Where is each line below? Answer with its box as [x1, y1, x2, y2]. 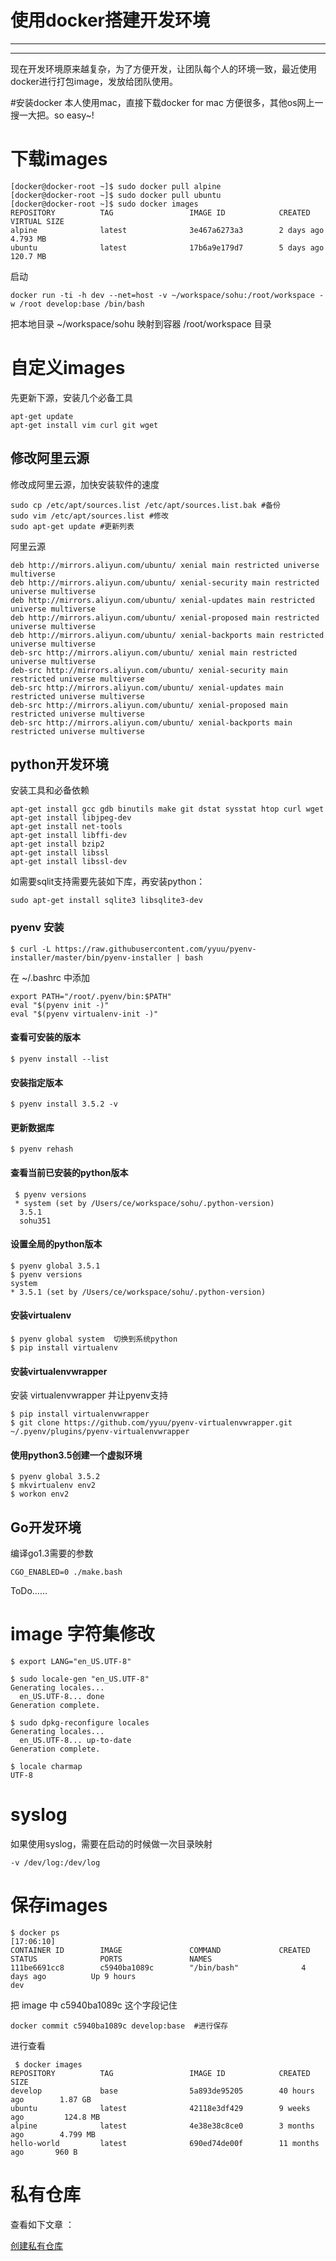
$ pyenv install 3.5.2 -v [10, 1099, 118, 1110]
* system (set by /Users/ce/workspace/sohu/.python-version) [14, 1198, 275, 1208]
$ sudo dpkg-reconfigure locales [10, 1718, 150, 1728]
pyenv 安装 [10, 921, 65, 935]
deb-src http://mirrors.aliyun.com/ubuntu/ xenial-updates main [10, 682, 284, 693]
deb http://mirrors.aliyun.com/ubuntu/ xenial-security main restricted [10, 577, 320, 588]
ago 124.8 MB [10, 2112, 101, 2122]
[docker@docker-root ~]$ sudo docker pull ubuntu [10, 190, 222, 200]
